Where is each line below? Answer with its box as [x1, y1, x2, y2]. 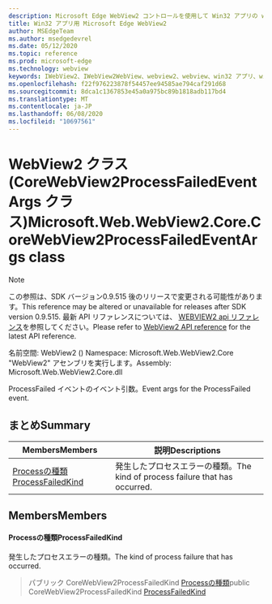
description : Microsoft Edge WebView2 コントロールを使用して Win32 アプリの [8, 11, 259, 20]
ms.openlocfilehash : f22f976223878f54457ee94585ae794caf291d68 [8, 80, 227, 88]
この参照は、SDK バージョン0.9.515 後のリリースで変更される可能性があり [8, 291, 257, 301]
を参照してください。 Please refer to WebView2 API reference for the [22, 321, 251, 331]
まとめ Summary [8, 419, 91, 433]
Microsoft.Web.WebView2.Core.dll [8, 367, 123, 377]
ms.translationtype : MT [8, 95, 89, 103]
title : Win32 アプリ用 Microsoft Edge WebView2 [8, 19, 168, 28]
